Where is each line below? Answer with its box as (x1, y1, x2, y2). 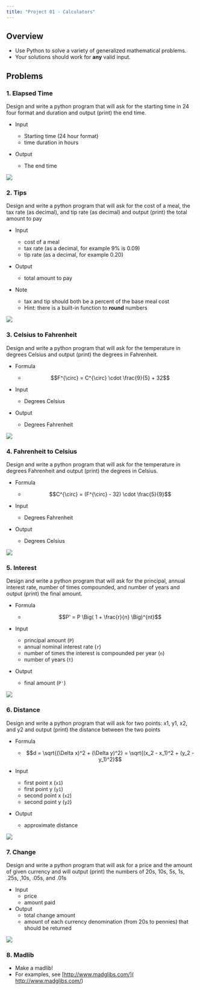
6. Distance (6, 706, 40, 714)
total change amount (23, 911, 76, 919)
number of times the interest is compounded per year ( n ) (23, 650, 165, 657)
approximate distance (23, 821, 78, 829)
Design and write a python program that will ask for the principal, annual (6, 577, 186, 584)
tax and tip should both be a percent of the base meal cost (23, 298, 170, 305)
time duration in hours (23, 139, 79, 146)
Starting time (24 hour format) (23, 133, 99, 140)
